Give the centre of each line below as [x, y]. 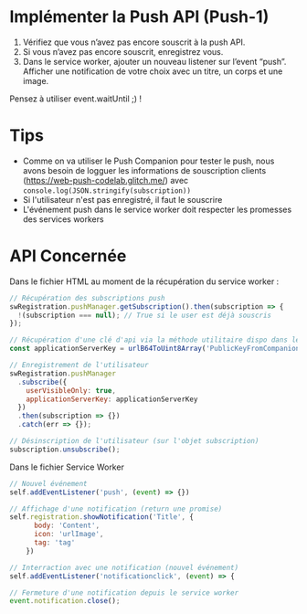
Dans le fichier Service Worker [67, 467]
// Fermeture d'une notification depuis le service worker [124, 593]
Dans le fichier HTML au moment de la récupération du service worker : [144, 281]
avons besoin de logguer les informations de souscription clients [144, 170]
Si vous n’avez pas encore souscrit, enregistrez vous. [123, 51]
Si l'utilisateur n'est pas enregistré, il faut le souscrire [122, 199]
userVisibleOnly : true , [71, 390]
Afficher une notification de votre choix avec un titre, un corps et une [153, 71]
